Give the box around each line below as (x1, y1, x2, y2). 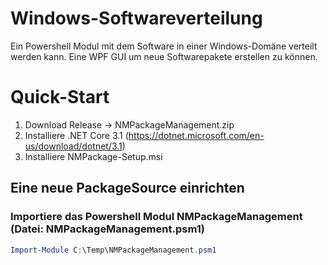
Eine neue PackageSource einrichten (10, 180, 245, 197)
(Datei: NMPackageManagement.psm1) (10, 222, 205, 236)
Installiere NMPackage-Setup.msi (24, 150, 163, 162)
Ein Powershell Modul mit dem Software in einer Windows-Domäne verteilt (10, 40, 318, 52)
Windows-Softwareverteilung (10, 7, 263, 30)
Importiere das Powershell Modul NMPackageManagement (10, 210, 303, 224)
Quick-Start (10, 86, 110, 109)
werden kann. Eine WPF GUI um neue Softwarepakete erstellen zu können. (10, 50, 318, 62)
